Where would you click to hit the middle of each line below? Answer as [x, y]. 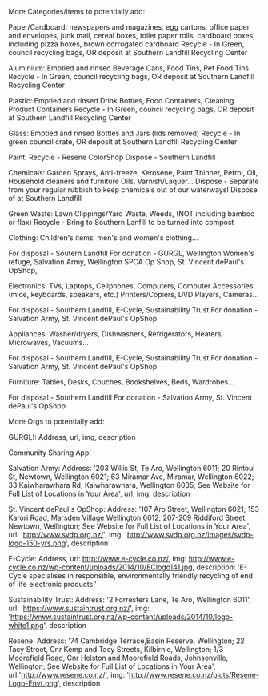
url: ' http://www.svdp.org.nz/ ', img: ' [68, 535]
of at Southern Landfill [45, 198]
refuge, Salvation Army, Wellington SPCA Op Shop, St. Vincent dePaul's [126, 262]
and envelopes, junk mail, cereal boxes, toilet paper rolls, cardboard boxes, [132, 36]
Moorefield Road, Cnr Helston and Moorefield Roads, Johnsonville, [118, 658]
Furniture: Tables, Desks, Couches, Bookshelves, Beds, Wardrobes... [121, 382]
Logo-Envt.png [33, 683]
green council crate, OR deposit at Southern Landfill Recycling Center [123, 142]
